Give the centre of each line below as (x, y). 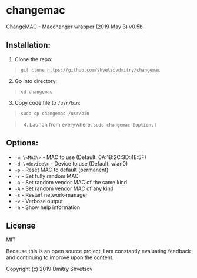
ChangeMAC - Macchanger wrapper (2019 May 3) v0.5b (74, 27)
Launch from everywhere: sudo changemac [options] (93, 124)
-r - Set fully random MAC (46, 176)
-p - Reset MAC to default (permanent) (61, 170)
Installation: (29, 45)
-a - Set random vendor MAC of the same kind (71, 182)
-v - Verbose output (39, 201)
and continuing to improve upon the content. (60, 257)
